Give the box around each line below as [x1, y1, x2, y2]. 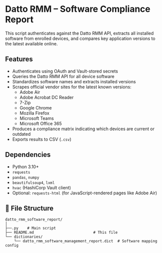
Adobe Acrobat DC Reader [19, 94, 74, 100]
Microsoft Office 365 [19, 120, 62, 126]
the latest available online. [5, 40, 58, 46]
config [5, 243, 19, 248]
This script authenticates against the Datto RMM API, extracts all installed [5, 30, 154, 36]
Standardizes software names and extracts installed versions [12, 78, 136, 84]
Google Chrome [19, 105, 52, 110]
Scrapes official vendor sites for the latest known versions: [12, 84, 131, 90]
